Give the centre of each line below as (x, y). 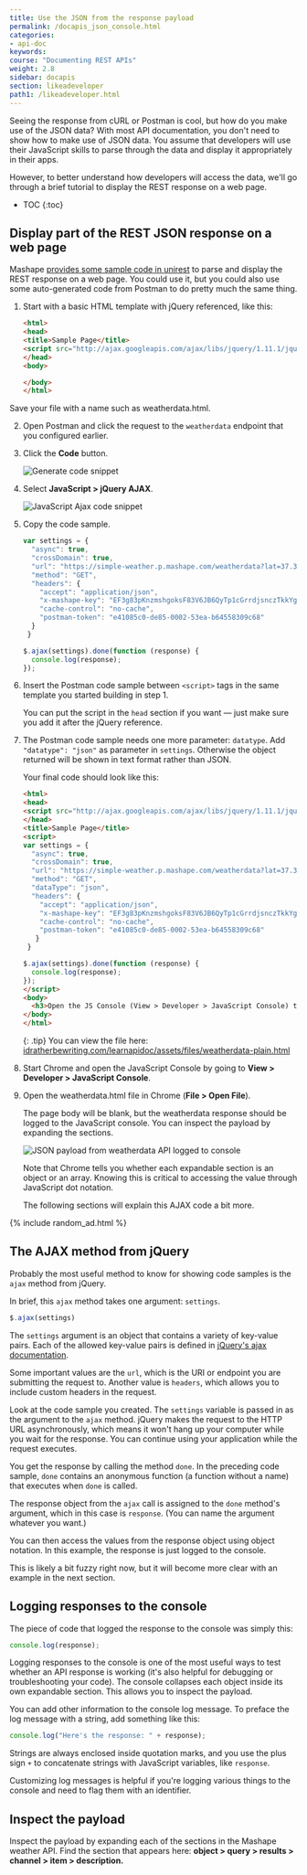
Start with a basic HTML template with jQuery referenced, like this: (148, 306)
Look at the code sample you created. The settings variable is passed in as (152, 1410)
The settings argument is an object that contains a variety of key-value (144, 1335)
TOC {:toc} (43, 204)
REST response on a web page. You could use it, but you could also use (145, 279)
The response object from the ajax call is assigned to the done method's (145, 1503)
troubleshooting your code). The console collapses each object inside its (146, 1682)
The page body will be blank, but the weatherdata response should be (154, 1113)
